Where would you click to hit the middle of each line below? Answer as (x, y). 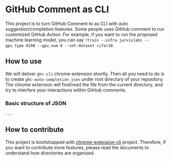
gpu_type (15, 45)
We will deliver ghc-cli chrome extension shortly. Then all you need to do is (85, 74)
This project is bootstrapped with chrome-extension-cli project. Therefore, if (86, 142)
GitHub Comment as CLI (57, 9)
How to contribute (35, 130)
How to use (23, 62)
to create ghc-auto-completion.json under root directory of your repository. (84, 79)
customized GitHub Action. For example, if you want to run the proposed (81, 34)
